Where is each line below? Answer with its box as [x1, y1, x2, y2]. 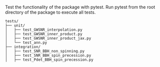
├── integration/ [5, 45, 41, 49]
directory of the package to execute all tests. [5, 9, 96, 15]
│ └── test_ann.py [5, 40, 48, 45]
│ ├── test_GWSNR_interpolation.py [5, 27, 83, 32]
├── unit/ [5, 23, 26, 28]
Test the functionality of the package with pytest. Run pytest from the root [5, 4, 156, 10]
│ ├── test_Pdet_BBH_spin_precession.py [5, 57, 94, 62]
